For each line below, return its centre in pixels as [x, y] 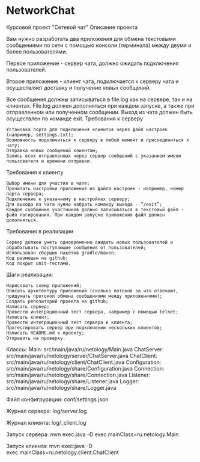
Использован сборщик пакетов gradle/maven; [62, 253]
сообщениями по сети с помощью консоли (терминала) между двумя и [99, 45]
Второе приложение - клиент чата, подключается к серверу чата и [92, 81]
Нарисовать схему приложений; [44, 285]
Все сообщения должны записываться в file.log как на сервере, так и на [99, 99]
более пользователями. [37, 51]
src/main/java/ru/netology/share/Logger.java [61, 387]
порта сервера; [25, 194]
